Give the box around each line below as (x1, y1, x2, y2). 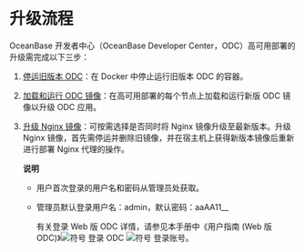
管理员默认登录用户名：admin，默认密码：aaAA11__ (36, 201, 229, 212)
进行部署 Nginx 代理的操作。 (22, 143, 130, 155)
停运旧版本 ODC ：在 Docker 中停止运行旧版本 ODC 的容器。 (22, 70, 249, 82)
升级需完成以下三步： (9, 51, 89, 62)
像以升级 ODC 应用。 (22, 101, 102, 112)
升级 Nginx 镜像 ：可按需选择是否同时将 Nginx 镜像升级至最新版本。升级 (22, 120, 291, 132)
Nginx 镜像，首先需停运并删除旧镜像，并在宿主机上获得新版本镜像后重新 (22, 132, 295, 143)
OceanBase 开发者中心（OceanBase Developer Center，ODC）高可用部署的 (9, 40, 296, 51)
